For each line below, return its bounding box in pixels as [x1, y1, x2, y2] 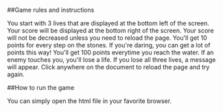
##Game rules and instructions [7, 6, 95, 14]
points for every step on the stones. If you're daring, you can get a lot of [7, 41, 211, 49]
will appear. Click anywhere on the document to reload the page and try [7, 63, 210, 71]
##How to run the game [7, 84, 75, 91]
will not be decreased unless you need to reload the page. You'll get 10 [7, 34, 207, 42]
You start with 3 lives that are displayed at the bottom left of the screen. [7, 19, 209, 27]
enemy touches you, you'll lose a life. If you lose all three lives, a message [7, 56, 216, 64]
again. [7, 70, 25, 78]
